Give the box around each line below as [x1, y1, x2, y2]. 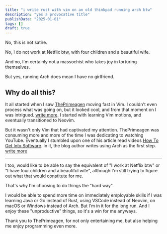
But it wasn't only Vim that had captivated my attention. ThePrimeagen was [5, 126, 160, 132]
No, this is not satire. [5, 39, 47, 45]
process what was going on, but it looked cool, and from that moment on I [5, 107, 157, 113]
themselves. [5, 64, 30, 70]
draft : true [5, 26, 30, 31]
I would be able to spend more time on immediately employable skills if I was [5, 192, 162, 198]
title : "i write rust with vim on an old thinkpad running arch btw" [5, 7, 153, 12]
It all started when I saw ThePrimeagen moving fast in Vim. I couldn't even [5, 101, 157, 107]
